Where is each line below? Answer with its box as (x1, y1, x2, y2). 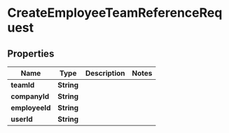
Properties (7, 48, 55, 59)
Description (85, 69, 125, 78)
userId (11, 114, 33, 124)
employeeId (11, 103, 51, 113)
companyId (11, 92, 50, 101)
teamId (11, 80, 35, 90)
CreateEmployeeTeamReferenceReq (7, 5, 223, 21)
